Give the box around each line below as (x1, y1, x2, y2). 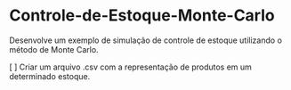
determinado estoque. (9, 70, 91, 81)
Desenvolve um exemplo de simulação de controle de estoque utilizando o (9, 35, 283, 45)
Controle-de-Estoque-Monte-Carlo (9, 5, 275, 26)
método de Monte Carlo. (9, 44, 100, 54)
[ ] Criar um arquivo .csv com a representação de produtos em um (9, 61, 252, 72)
